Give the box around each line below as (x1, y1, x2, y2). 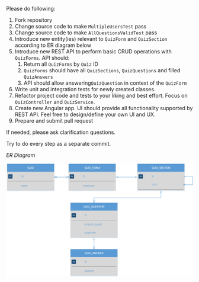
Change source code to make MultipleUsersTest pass (14, 23, 147, 30)
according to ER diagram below (14, 41, 92, 49)
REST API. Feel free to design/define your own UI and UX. (14, 111, 156, 118)
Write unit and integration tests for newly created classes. (14, 86, 156, 92)
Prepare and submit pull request (14, 117, 94, 124)
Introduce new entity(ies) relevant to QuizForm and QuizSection (14, 36, 168, 42)
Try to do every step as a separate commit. (6, 140, 111, 147)
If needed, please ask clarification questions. (6, 129, 115, 136)
